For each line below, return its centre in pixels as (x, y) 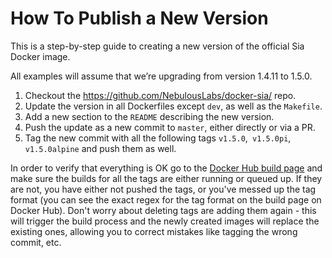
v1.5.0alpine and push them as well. (100, 148)
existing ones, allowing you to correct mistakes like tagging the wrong (154, 231)
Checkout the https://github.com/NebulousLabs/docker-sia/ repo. (160, 95)
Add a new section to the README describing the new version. (149, 116)
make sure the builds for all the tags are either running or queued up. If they (166, 178)
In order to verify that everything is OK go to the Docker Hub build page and (166, 168)
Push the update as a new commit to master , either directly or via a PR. (170, 127)
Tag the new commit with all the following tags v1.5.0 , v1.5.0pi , (158, 138)
